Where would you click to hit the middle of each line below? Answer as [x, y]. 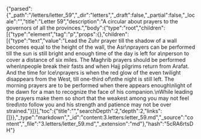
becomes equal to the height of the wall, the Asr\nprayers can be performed [101, 47]
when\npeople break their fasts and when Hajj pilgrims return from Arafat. [98, 66]
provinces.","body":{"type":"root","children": [111, 28]
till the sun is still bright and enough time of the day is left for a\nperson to [98, 53]
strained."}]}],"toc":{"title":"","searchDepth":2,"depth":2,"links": [84, 111]
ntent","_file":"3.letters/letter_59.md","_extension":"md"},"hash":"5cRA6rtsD [100, 124]
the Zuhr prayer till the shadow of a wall [128, 41]
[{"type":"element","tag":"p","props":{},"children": [68, 34]
